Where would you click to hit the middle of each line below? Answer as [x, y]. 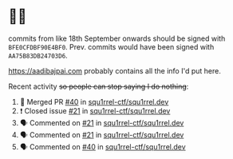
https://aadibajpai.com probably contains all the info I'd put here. [115, 70]
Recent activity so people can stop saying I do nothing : [99, 86]
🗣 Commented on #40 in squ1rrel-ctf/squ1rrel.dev [103, 146]
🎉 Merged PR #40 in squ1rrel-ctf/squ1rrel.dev [94, 101]
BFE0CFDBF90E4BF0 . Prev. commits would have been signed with [111, 46]
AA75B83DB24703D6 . [38, 55]
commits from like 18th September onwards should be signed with [117, 38]
